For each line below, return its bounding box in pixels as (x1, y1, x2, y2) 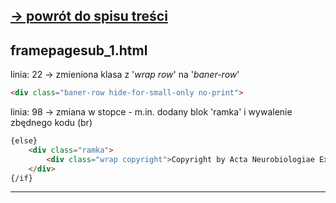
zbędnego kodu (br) (10, 117, 93, 129)
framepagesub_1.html (10, 42, 148, 59)
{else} (10, 136, 38, 146)
